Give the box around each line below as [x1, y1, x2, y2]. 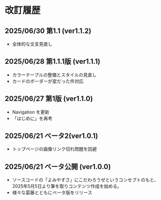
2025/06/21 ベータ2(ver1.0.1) [5, 132, 99, 140]
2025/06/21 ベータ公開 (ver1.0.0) [5, 162, 111, 171]
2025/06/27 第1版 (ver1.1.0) [5, 95, 93, 103]
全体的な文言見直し [12, 41, 53, 47]
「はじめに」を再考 [12, 115, 53, 121]
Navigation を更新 [12, 109, 50, 115]
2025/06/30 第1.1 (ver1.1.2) [5, 26, 92, 35]
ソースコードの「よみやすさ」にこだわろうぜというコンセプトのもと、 [12, 177, 158, 183]
